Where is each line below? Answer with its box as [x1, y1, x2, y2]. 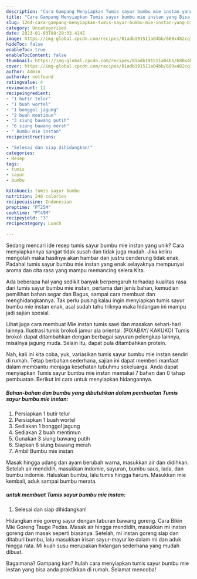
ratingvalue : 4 [6, 80, 43, 86]
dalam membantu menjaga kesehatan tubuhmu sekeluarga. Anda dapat [6, 363, 178, 370]
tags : [6, 161, 19, 167]
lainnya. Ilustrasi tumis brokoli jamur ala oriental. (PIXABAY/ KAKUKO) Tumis [6, 327, 189, 334]
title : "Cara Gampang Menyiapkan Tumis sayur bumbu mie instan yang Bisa [6, 14, 191, 20]
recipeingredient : [6, 90, 51, 96]
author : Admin [6, 69, 41, 75]
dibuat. [6, 548, 23, 555]
